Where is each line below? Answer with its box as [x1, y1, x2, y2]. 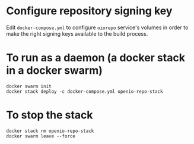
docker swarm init [6, 83, 52, 89]
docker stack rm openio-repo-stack [6, 128, 94, 134]
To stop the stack [6, 108, 93, 122]
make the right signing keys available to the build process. [6, 30, 148, 37]
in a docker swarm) [6, 64, 103, 77]
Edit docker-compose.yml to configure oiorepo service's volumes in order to [6, 24, 189, 31]
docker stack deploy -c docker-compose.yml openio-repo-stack [6, 88, 163, 95]
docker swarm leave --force [6, 133, 76, 139]
